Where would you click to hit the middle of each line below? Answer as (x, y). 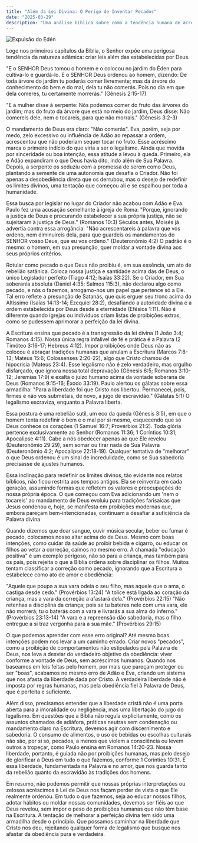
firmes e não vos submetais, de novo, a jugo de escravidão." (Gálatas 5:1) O (98, 396)
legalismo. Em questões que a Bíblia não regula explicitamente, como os (94, 716)
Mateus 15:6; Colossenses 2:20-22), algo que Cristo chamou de (92, 358)
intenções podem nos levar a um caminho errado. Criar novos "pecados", (95, 641)
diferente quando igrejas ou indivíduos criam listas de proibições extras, (94, 315)
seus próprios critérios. (34, 254)
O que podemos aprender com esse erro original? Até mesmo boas (88, 636)
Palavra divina (23, 519)
